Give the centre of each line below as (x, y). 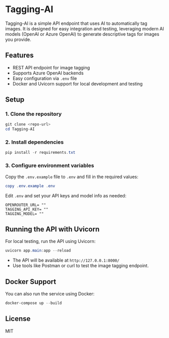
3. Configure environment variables (50, 165)
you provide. (18, 39)
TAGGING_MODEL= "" (24, 214)
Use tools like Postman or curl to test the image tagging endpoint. (80, 266)
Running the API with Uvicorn (52, 229)
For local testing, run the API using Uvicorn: (50, 241)
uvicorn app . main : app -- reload (38, 251)
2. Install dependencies (35, 142)
